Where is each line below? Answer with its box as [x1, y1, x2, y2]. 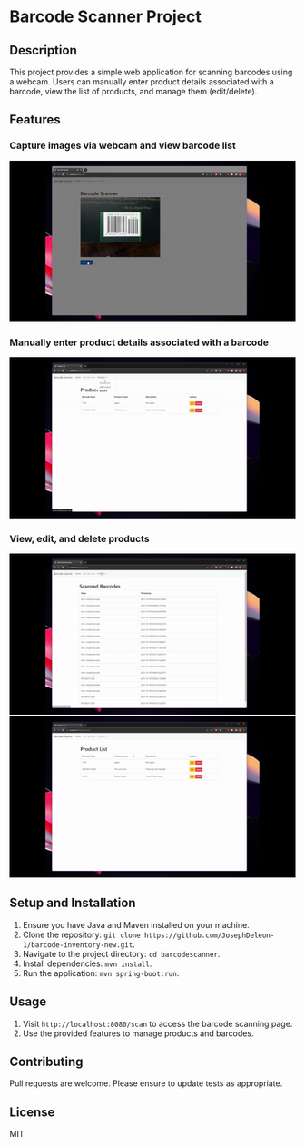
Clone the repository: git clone [22, 929, 141, 940]
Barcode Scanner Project [9, 6, 202, 27]
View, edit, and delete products [9, 532, 150, 545]
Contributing [9, 1053, 84, 1069]
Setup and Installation [9, 895, 136, 911]
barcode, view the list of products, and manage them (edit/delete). [9, 86, 258, 96]
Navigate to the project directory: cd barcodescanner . [22, 948, 221, 959]
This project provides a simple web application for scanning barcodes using [9, 66, 293, 77]
